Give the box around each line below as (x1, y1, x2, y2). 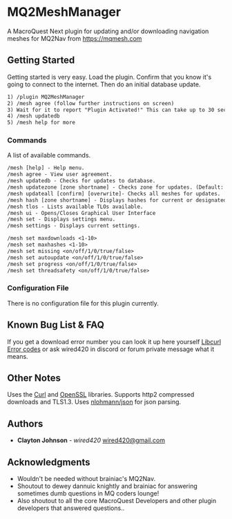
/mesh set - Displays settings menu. (7, 216, 116, 223)
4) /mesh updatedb (7, 113, 60, 120)
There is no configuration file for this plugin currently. (7, 299, 159, 308)
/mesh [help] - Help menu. (7, 164, 85, 171)
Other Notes (7, 372, 61, 384)
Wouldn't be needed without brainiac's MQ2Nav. (17, 474, 156, 482)
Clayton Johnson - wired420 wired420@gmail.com (17, 436, 166, 444)
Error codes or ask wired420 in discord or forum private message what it (7, 345, 215, 353)
